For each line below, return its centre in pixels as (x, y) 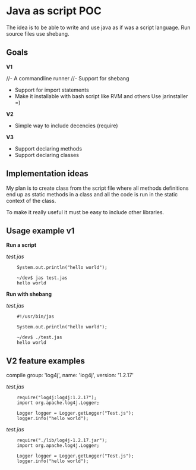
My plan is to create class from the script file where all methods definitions (97, 188)
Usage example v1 (40, 231)
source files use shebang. (38, 33)
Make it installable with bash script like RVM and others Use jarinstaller (101, 96)
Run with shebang (29, 294)
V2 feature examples (45, 361)
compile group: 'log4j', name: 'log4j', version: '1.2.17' (70, 375)
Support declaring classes (47, 155)
